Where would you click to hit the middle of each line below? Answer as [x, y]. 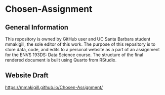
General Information [37, 27]
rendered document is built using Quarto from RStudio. [61, 60]
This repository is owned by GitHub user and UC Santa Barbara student [78, 39]
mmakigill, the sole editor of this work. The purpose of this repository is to [80, 44]
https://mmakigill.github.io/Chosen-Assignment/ [54, 87]
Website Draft [27, 76]
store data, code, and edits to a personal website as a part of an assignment [82, 49]
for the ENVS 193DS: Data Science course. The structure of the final [74, 55]
